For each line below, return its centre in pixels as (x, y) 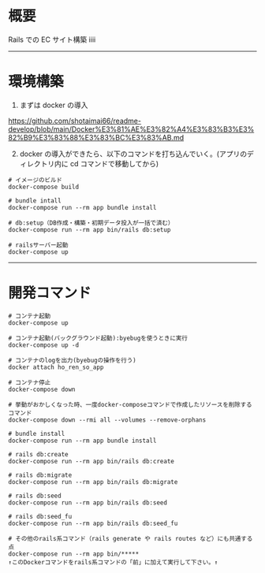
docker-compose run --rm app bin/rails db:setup (90, 229)
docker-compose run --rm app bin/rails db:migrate (93, 482)
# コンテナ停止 (30, 382)
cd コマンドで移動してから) (114, 163)
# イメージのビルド (35, 180)
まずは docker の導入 (54, 105)
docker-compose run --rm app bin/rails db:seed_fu (93, 523)
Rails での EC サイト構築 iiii (52, 39)
